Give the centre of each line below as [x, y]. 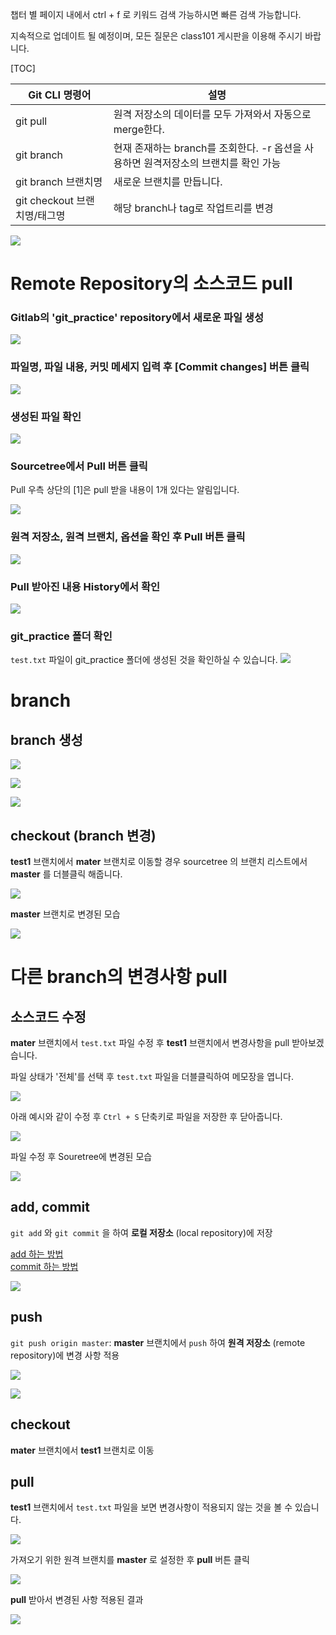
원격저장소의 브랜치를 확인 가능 [212, 163]
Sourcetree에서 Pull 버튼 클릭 [79, 466]
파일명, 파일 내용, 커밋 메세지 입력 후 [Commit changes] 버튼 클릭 [160, 367]
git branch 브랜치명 [59, 181]
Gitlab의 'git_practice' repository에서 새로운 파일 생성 [137, 318]
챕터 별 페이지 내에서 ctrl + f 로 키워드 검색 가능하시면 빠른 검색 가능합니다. [156, 14]
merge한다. [139, 129]
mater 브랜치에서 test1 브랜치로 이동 [82, 1450]
